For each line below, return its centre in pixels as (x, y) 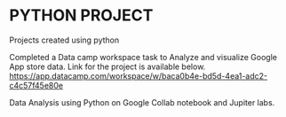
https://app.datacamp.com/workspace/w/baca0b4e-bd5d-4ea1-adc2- (139, 75)
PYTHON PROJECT (81, 16)
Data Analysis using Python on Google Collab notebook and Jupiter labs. (142, 102)
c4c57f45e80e (36, 85)
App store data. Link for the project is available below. (107, 66)
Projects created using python (64, 40)
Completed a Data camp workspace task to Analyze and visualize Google (143, 57)
